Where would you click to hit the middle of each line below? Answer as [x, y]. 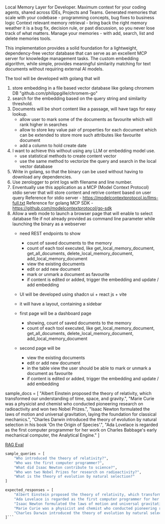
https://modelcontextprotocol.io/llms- [121, 198]
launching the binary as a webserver [49, 224]
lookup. [20, 114]
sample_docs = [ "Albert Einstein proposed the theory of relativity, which [78, 393]
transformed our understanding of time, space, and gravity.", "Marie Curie [80, 399]
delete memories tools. [28, 38]
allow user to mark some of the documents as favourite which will [86, 119]
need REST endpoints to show [50, 233]
